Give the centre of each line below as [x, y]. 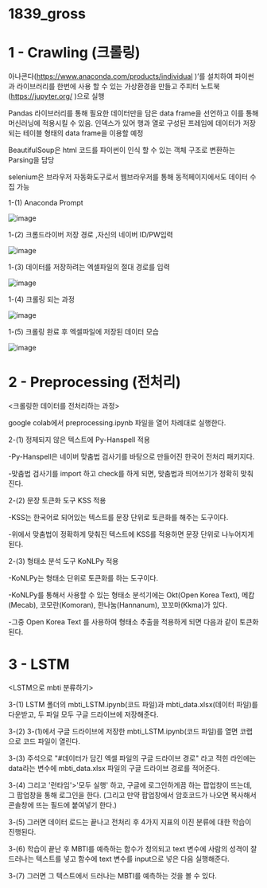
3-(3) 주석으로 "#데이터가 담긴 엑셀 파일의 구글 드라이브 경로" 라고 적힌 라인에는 [132, 758]
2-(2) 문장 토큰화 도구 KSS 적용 [57, 501]
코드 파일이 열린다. [52, 741]
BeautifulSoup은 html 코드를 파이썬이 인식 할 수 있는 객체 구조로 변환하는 [122, 150]
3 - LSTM [39, 665]
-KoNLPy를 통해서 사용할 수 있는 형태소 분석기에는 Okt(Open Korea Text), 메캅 [132, 595]
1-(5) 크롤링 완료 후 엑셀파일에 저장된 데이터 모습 [83, 332]
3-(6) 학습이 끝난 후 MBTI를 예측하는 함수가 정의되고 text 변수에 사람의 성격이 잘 [133, 849]
